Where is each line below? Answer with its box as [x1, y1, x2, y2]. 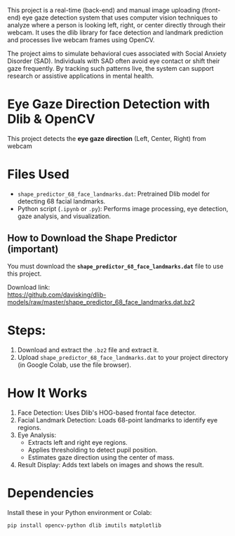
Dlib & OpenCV [7, 112, 96, 127]
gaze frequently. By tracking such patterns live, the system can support [7, 65, 214, 72]
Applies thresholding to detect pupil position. [27, 445, 158, 454]
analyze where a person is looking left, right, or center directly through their [7, 21, 226, 29]
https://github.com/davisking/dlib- [7, 290, 107, 299]
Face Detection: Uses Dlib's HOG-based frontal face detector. [17, 408, 196, 417]
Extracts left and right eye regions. [27, 438, 128, 446]
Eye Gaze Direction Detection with [7, 96, 210, 112]
